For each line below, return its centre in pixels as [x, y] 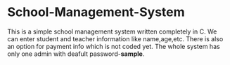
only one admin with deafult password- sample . [76, 54]
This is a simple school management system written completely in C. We [112, 31]
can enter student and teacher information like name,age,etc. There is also [115, 38]
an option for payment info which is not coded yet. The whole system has [114, 46]
